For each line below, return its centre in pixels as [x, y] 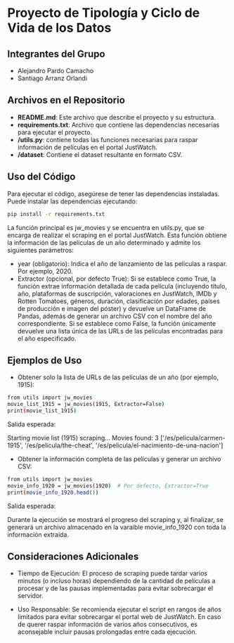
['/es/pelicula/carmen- [193, 438]
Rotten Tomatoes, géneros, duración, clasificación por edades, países [118, 301]
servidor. [30, 596]
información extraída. [38, 534]
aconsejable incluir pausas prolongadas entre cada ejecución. [107, 632]
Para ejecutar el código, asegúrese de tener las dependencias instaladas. [113, 193]
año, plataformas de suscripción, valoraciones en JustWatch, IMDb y [117, 293]
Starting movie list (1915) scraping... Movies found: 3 [83, 438]
